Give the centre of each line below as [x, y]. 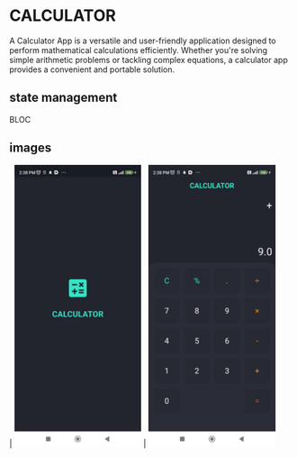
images [31, 148]
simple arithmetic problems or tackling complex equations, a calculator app [148, 60]
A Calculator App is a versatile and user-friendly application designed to [143, 41]
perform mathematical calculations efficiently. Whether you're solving [139, 50]
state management [63, 98]
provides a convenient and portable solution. [92, 69]
